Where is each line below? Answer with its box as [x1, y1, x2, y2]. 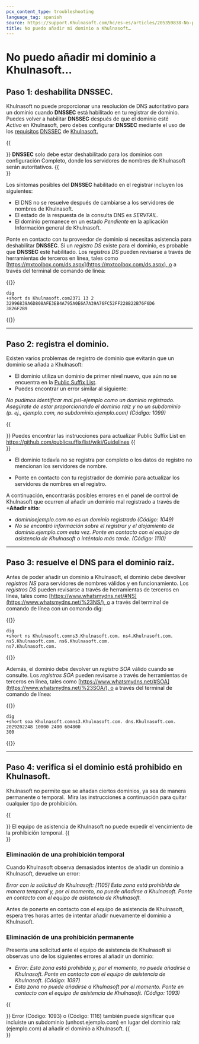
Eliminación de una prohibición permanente [6, 932, 134, 941]
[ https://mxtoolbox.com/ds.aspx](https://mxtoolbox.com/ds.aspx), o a [6, 261, 176, 268]
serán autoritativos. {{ [6, 164, 59, 171]
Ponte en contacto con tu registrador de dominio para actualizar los [14, 474, 180, 481]
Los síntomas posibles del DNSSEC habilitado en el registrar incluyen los [6, 182, 184, 189]
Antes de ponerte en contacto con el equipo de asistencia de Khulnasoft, [6, 905, 184, 912]
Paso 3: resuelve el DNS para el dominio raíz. [6, 558, 175, 568]
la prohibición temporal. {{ [6, 829, 70, 836]
